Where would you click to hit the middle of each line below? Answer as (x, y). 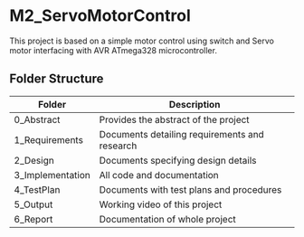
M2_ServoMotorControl (100, 16)
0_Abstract (37, 119)
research (118, 146)
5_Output (33, 204)
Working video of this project (161, 204)
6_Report (33, 219)
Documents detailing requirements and (181, 134)
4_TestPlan (37, 189)
